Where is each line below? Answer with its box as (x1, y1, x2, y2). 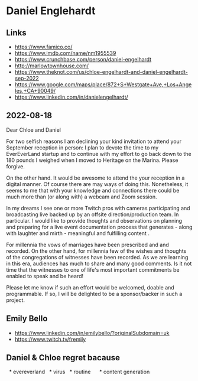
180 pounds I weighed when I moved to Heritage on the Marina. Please (6, 157, 178, 164)
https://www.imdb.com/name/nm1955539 (14, 50, 116, 57)
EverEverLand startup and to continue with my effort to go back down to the (6, 150, 191, 157)
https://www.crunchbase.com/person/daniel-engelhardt (14, 56, 152, 63)
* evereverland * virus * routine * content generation (8, 368, 150, 376)
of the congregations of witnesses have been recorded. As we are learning (6, 253, 189, 260)
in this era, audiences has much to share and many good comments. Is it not (6, 260, 192, 267)
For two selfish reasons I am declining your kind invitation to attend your (6, 138, 182, 145)
